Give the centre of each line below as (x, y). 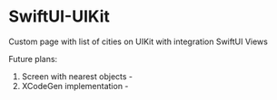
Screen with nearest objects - (77, 76)
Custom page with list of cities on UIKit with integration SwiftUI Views (138, 41)
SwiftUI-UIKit (59, 17)
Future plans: (33, 59)
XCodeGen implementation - (75, 86)
